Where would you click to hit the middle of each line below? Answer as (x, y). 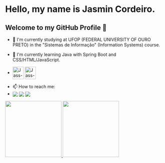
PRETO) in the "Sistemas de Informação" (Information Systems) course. (86, 45)
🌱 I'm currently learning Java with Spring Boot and (64, 54)
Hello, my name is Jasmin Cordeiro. (80, 9)
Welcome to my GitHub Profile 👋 (56, 28)
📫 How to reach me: (34, 86)
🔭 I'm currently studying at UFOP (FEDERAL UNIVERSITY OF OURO (81, 39)
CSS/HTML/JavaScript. (36, 60)
